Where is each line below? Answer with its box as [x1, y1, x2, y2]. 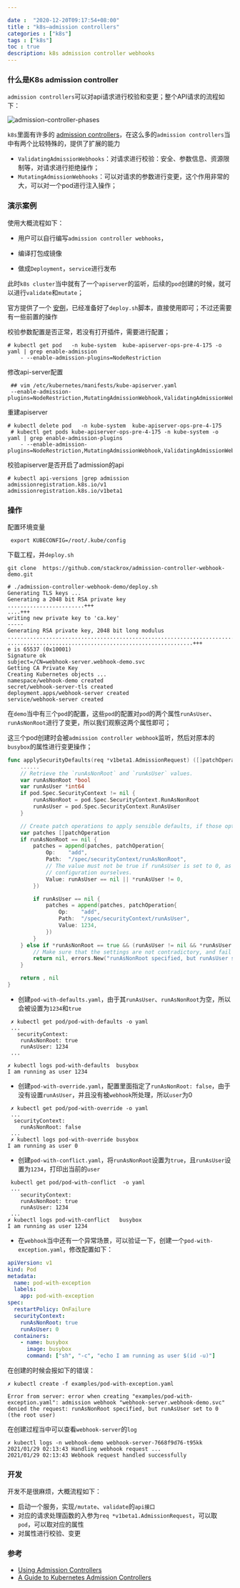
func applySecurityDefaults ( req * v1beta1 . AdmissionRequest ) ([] [7, 756, 203, 764]
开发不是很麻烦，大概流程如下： [7, 1487, 101, 1496]
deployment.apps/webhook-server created [7, 689, 130, 696]
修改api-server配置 [7, 367, 64, 376]
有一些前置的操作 [7, 312, 58, 321]
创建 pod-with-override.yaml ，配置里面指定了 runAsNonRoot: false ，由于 [17, 1082, 231, 1090]
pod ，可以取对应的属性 [17, 1520, 84, 1529]
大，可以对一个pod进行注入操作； [17, 181, 118, 190]
